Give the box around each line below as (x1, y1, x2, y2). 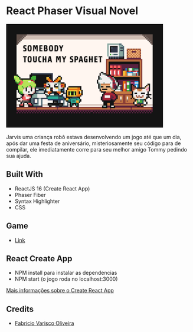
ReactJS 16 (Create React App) (14, 185, 90, 192)
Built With (6, 169, 43, 179)
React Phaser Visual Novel (6, 4, 139, 18)
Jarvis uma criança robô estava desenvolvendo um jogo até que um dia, (6, 133, 182, 140)
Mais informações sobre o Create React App (6, 287, 114, 294)
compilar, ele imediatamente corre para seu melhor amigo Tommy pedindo (6, 146, 188, 153)
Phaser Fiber (14, 191, 46, 198)
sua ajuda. (6, 152, 31, 159)
